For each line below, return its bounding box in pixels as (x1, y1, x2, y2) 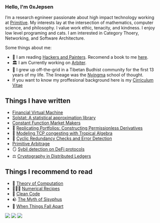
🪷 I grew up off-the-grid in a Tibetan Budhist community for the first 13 (12, 67, 154, 73)
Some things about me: (5, 45, 52, 51)
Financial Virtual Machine (12, 110, 63, 115)
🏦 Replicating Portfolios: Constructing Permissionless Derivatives (12, 125, 143, 131)
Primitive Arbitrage (12, 141, 50, 147)
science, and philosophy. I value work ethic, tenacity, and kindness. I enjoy (5, 25, 155, 31)
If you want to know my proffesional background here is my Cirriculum (12, 77, 154, 83)
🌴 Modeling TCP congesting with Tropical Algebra (12, 131, 113, 136)
